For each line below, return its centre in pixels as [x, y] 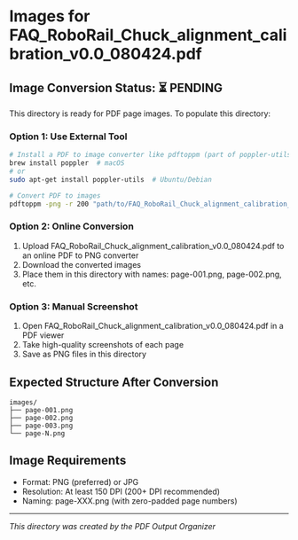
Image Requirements [68, 461]
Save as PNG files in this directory [84, 354]
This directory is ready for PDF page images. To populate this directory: [140, 113]
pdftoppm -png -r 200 [49, 204]
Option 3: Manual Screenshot [74, 306]
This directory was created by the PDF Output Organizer [112, 526]
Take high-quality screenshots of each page [103, 345]
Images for [50, 16]
